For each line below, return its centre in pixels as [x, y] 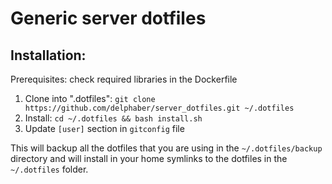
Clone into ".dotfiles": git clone [90, 98]
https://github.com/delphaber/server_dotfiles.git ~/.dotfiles [159, 108]
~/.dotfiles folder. [49, 169]
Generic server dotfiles [108, 18]
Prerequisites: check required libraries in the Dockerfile [124, 79]
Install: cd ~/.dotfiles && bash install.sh [113, 118]
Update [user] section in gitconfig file [104, 128]
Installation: [48, 55]
